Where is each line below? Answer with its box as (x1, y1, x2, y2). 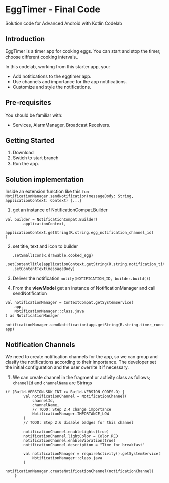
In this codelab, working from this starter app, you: (5, 63, 110, 69)
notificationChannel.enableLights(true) (23, 429, 109, 434)
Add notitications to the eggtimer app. (12, 73, 92, 79)
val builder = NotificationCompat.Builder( (5, 217, 98, 222)
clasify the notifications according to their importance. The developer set (5, 359, 157, 365)
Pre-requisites (5, 98, 51, 107)
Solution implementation (5, 175, 84, 184)
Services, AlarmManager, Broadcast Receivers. (12, 122, 111, 128)
